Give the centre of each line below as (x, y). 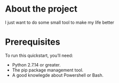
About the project (41, 9)
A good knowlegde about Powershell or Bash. (58, 75)
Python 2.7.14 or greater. (36, 65)
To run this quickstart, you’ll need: (39, 55)
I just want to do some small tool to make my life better (60, 22)
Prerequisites (33, 42)
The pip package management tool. (48, 70)
